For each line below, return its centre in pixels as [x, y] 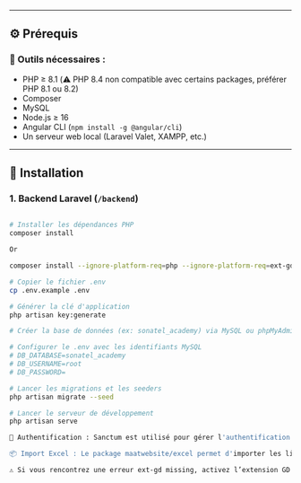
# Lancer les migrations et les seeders [86, 388]
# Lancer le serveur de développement [82, 413]
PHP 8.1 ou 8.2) [50, 88]
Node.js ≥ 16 [45, 117]
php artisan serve [43, 422]
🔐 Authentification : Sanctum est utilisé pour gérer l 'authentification [150, 438]
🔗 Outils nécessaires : [57, 59]
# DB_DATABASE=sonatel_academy [68, 356]
